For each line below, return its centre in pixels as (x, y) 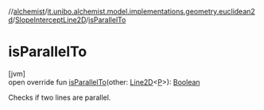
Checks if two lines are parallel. (60, 97)
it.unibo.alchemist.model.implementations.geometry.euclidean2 (151, 11)
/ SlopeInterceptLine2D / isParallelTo (69, 20)
